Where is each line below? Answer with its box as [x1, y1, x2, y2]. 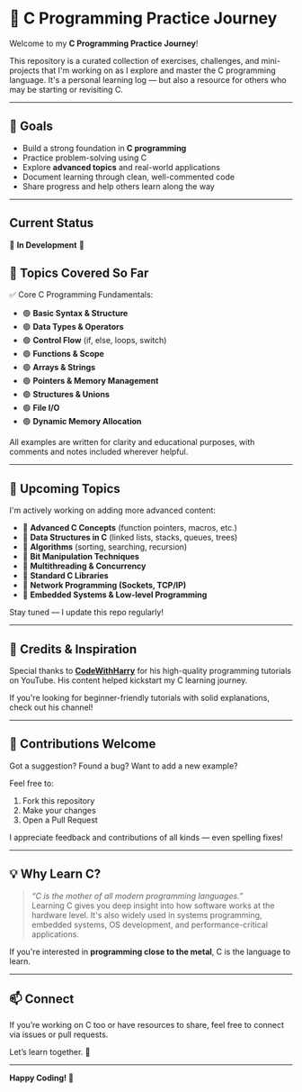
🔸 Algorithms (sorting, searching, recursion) [22, 541, 188, 552]
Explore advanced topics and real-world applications [22, 161, 220, 172]
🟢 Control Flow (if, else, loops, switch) [22, 335, 167, 346]
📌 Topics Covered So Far [9, 265, 149, 280]
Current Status [9, 215, 94, 231]
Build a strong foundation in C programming [22, 142, 187, 153]
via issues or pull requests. [9, 1029, 109, 1040]
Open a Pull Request [22, 814, 99, 825]
